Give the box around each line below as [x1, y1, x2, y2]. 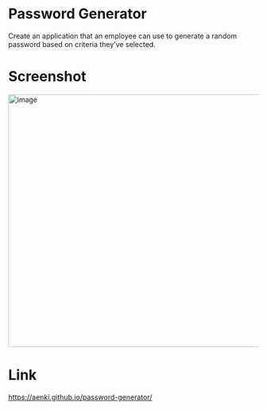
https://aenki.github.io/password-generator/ [8, 392, 153, 402]
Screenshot [8, 68, 87, 86]
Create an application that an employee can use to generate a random [8, 31, 238, 41]
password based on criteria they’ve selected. [8, 39, 157, 49]
